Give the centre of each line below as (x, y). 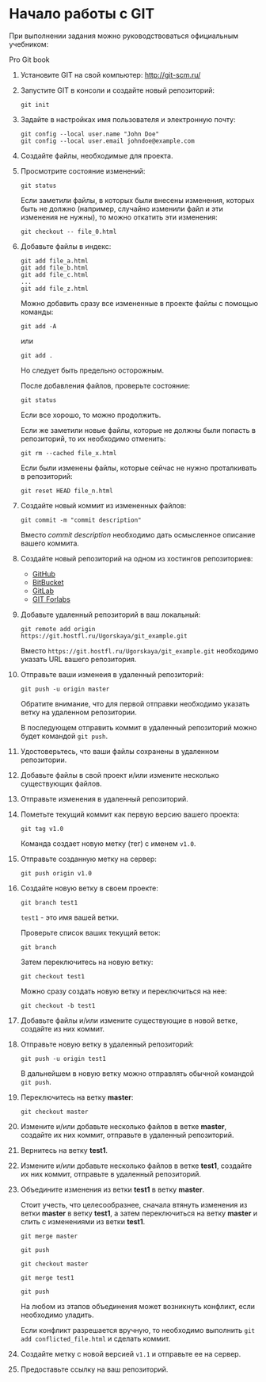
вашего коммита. (50, 543)
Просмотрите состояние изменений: (83, 170)
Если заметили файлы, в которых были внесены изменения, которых (137, 200)
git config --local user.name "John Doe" (89, 134)
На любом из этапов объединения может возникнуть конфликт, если (138, 1306)
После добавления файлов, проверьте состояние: (105, 385)
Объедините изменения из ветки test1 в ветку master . (112, 1189)
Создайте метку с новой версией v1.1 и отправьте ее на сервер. (131, 1353)
